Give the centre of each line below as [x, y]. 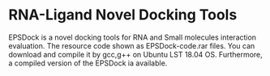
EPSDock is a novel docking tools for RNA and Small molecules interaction [133, 37]
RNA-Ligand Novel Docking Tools [123, 15]
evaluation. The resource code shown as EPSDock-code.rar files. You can [132, 45]
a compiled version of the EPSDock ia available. [88, 63]
